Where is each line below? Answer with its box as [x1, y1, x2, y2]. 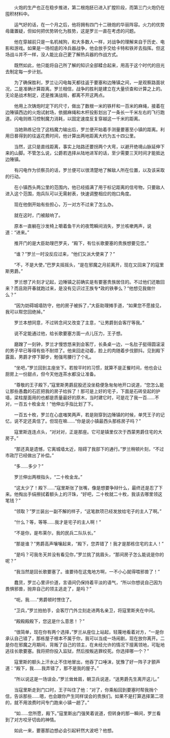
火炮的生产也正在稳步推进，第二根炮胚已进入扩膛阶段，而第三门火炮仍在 [14, 5, 165, 10]
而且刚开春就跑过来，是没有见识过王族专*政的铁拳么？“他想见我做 [14, 285, 152, 291]
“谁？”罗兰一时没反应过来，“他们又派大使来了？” [14, 251, 115, 257]
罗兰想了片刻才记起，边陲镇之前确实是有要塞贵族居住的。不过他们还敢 [14, 279, 160, 285]
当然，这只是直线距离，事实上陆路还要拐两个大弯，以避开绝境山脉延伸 [14, 144, 160, 149]
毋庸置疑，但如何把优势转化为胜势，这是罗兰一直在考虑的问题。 [5, 28, 138, 34]
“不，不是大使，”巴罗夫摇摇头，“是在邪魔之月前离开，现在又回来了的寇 [14, 262, 160, 268]
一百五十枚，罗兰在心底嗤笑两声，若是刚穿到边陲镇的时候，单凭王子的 [14, 412, 160, 418]
